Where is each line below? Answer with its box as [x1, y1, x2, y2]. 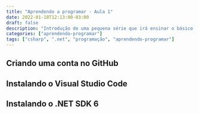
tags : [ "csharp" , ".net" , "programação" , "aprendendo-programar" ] [6, 36, 175, 42]
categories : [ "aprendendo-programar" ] [6, 31, 102, 37]
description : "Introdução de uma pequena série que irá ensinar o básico [6, 25, 194, 32]
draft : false [6, 20, 39, 26]
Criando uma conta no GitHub [6, 58, 119, 68]
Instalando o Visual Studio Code [6, 79, 128, 89]
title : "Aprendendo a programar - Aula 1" [6, 8, 113, 15]
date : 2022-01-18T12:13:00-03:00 [6, 14, 89, 20]
